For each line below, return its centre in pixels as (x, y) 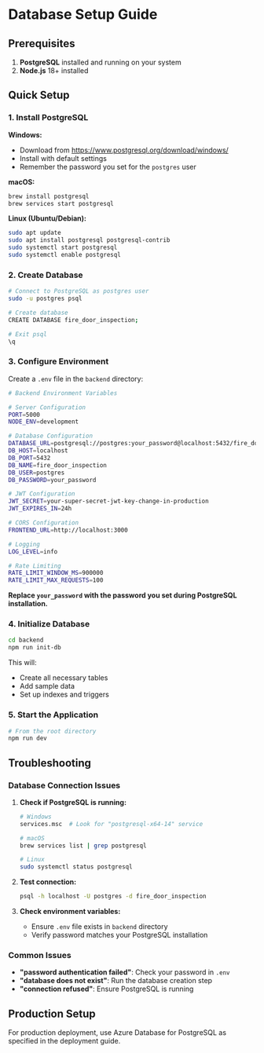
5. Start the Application (53, 715)
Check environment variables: (70, 912)
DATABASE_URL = (31, 444)
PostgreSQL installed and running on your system (101, 62)
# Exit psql (27, 334)
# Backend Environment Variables (63, 393)
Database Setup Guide (83, 15)
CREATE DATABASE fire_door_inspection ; (73, 320)
